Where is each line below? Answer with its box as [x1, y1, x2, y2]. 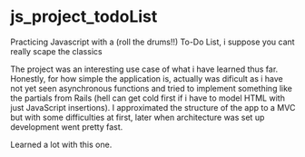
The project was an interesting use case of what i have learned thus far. [10, 64, 279, 74]
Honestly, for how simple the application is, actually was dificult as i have [10, 73, 284, 83]
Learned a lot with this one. [10, 139, 113, 150]
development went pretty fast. [10, 121, 123, 132]
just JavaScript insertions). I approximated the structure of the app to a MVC [10, 102, 296, 113]
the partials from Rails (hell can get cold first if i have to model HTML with [10, 93, 285, 103]
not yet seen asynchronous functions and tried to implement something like [10, 83, 293, 93]
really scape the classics [10, 45, 103, 56]
